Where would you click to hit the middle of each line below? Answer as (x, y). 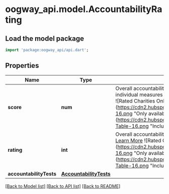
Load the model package (45, 38)
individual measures (139, 94)
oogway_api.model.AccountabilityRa (84, 9)
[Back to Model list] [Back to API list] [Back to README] (63, 186)
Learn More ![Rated (138, 140)
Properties (22, 66)
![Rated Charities (135, 101)
